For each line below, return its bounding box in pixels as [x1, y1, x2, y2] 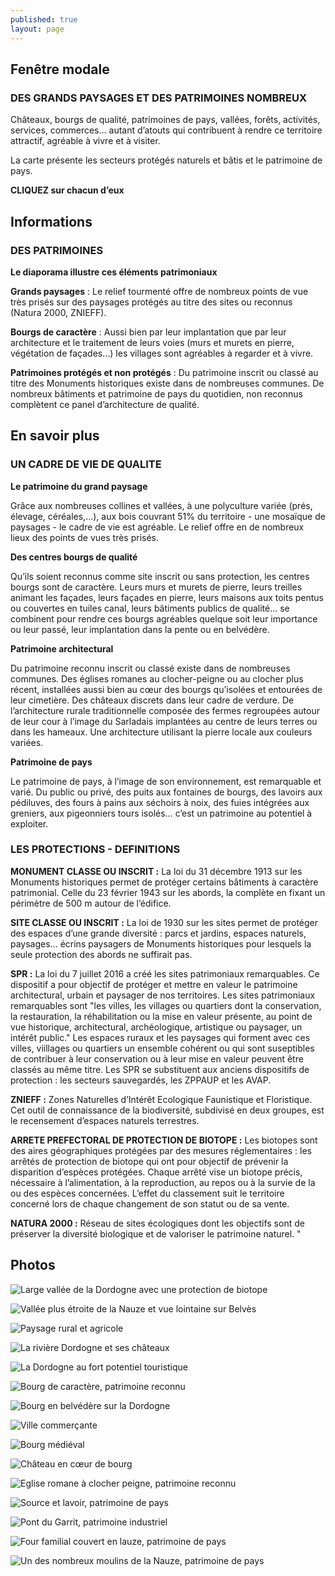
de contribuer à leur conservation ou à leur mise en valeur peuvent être [10, 1052, 304, 1065]
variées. [10, 736, 44, 748]
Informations [10, 213, 93, 230]
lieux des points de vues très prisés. [10, 531, 160, 543]
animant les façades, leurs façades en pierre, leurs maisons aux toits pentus [10, 591, 324, 603]
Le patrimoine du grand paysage [10, 480, 148, 492]
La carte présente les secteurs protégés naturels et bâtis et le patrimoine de [10, 154, 323, 166]
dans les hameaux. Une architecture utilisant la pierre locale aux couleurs [10, 726, 313, 738]
